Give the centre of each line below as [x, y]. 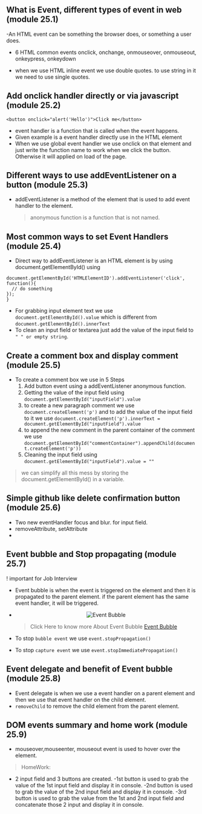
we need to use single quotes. [53, 77]
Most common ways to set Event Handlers [87, 237]
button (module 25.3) [47, 185]
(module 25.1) [32, 20]
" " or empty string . [41, 336]
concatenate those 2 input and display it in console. [79, 805]
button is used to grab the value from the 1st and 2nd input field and [99, 798]
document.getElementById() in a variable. [73, 479]
